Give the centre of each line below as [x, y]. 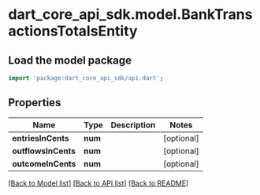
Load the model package [70, 60]
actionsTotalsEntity [73, 31]
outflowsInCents [44, 151]
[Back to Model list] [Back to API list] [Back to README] [98, 183]
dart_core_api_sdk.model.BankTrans [130, 15]
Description [133, 125]
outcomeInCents [44, 164]
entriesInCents [41, 138]
